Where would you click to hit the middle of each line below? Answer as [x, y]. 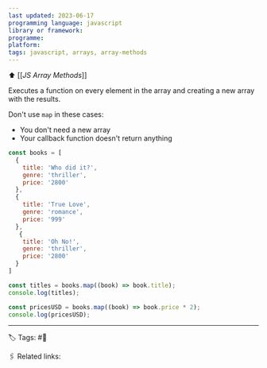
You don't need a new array [65, 130]
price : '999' [44, 219]
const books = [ [35, 153]
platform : [25, 45]
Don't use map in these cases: [56, 114]
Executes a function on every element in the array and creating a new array [132, 91]
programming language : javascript [66, 23]
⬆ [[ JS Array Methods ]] [48, 75]
